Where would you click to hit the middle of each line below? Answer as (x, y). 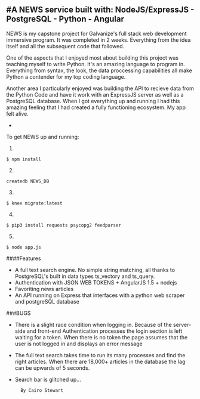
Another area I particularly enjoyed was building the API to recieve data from (100, 88)
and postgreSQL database (47, 301)
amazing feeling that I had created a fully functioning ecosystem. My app (96, 107)
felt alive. (17, 113)
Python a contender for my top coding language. (66, 76)
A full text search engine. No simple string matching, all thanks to (95, 270)
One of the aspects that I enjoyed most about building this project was (93, 58)
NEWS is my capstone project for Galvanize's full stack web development (96, 33)
